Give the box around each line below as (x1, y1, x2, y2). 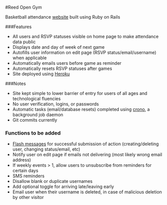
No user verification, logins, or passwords (12, 101, 99, 107)
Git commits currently (12, 117, 58, 123)
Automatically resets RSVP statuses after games (12, 65, 112, 71)
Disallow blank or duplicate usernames (12, 178, 93, 184)
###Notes (5, 80, 26, 86)
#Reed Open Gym (5, 5, 42, 10)
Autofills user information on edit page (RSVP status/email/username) (12, 50, 156, 55)
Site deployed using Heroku (12, 71, 70, 77)
